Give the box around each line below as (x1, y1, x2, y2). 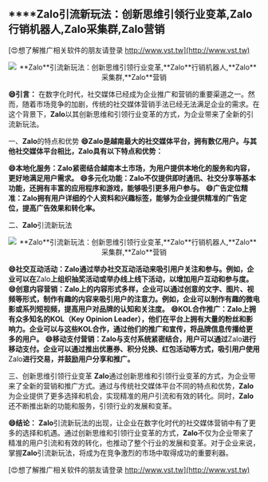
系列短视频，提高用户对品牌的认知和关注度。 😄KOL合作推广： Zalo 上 (22, 304, 250, 313)
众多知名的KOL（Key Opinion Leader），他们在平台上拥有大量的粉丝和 (14, 314, 246, 324)
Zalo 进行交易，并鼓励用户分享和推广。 (8, 354, 135, 364)
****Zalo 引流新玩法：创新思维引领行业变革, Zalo (8, 7, 253, 22)
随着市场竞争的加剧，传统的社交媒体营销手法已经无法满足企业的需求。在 (22, 99, 260, 109)
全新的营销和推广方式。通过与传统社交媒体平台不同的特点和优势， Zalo (22, 380, 254, 390)
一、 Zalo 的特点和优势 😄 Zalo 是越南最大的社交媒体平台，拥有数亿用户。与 (8, 136, 250, 145)
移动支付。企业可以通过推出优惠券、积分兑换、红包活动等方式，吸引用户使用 (8, 344, 260, 353)
